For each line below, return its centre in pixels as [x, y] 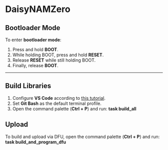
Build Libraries [28, 86]
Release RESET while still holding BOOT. [54, 60]
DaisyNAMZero [38, 9]
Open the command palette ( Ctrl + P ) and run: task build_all [74, 108]
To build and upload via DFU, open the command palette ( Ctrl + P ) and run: [82, 136]
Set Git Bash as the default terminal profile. [57, 103]
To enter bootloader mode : [33, 40]
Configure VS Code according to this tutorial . [59, 98]
